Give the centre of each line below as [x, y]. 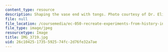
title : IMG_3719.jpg [27, 38]
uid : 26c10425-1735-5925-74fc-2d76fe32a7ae [51, 42]
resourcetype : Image [27, 33]
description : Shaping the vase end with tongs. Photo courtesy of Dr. [80, 14]
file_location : [21, 24]
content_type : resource [30, 10]
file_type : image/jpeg [29, 28]
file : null [16, 19]
